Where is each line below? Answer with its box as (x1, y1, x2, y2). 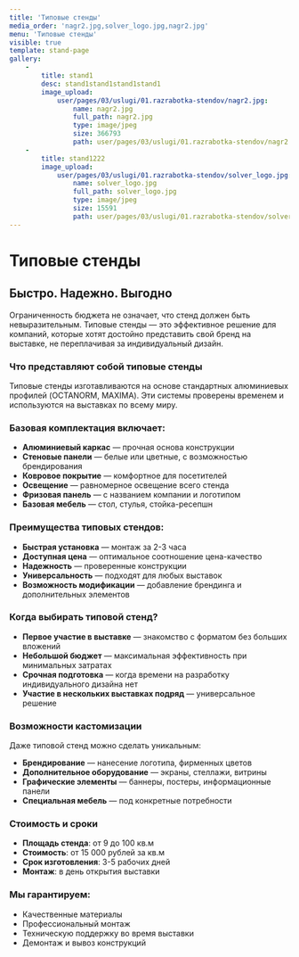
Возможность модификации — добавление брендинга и (21, 579, 242, 590)
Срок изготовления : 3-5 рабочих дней (21, 857, 171, 868)
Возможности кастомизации (9, 720, 142, 732)
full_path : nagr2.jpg (72, 112, 153, 121)
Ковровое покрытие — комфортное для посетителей (21, 470, 227, 482)
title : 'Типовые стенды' (9, 12, 101, 22)
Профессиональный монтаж (21, 918, 131, 928)
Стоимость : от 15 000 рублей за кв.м (21, 847, 166, 858)
